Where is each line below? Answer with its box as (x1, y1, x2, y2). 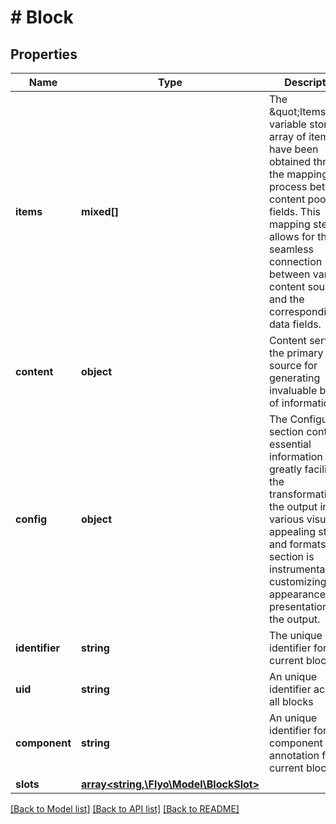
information (269, 450, 323, 463)
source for (269, 359, 318, 372)
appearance (269, 587, 326, 601)
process (269, 180, 308, 193)
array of (269, 130, 307, 143)
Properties (10, 46, 78, 63)
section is (269, 550, 315, 563)
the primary (269, 346, 324, 360)
